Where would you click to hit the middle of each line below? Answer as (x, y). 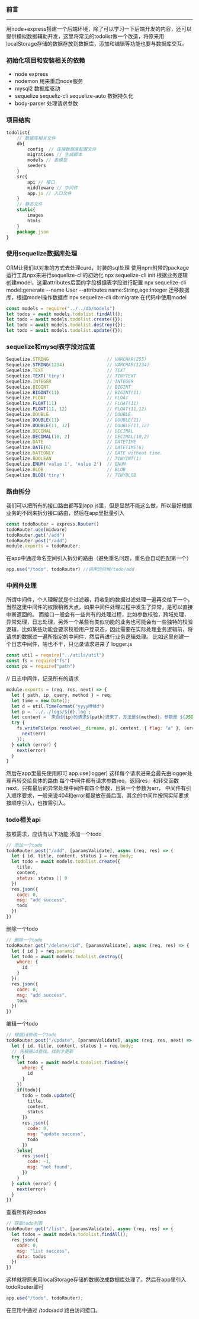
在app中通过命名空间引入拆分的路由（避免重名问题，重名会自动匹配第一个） (99, 558)
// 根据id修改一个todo (31, 1035)
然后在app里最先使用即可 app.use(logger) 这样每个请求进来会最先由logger (97, 773)
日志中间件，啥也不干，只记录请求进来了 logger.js (72, 644)
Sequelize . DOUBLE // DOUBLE (69, 415)
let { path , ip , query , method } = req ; (62, 695)
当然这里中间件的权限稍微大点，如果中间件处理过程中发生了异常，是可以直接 (99, 607)
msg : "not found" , (50, 1167)
